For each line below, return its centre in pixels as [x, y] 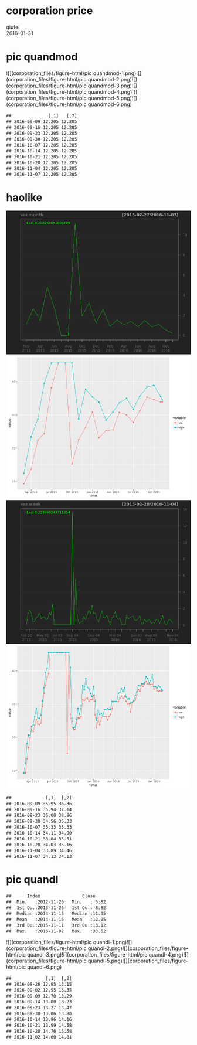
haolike [24, 198]
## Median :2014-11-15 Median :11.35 [56, 913]
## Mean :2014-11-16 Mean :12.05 [56, 919]
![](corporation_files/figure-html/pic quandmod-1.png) [71, 73]
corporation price [50, 11]
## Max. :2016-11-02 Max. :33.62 [56, 931]
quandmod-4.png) [110, 91]
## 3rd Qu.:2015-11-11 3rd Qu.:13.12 [56, 925]
